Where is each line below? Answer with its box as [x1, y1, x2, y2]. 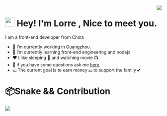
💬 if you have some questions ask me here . [12, 61, 101, 67]
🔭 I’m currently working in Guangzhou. [12, 44, 91, 50]
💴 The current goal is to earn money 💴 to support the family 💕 [12, 67, 140, 73]
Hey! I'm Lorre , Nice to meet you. [16, 18, 158, 29]
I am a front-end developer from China [5, 34, 84, 40]
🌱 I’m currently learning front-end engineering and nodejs [12, 49, 131, 55]
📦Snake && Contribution [5, 86, 111, 97]
